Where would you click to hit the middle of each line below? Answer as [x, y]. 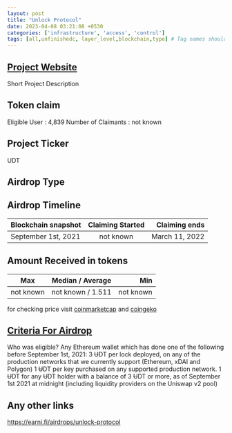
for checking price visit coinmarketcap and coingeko [82, 309]
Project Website [42, 67]
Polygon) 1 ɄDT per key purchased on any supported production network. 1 [114, 369]
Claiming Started [116, 225]
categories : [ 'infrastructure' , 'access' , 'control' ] [86, 33]
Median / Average [81, 280]
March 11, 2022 [178, 236]
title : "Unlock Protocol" [44, 20]
